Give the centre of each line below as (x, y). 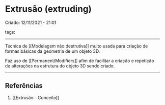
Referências (24, 86)
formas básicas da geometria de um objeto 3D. (53, 51)
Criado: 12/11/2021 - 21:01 (31, 22)
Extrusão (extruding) (48, 9)
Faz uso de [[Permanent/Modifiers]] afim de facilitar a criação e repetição (80, 61)
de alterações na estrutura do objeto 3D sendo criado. (60, 66)
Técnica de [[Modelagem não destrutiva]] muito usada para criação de (77, 46)
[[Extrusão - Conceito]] (36, 97)
